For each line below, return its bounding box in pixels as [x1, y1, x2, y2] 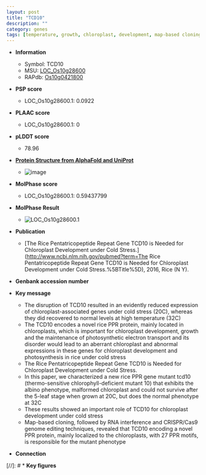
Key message [15, 289, 51, 297]
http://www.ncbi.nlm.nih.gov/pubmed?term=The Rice [26, 253, 161, 260]
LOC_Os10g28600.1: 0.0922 [24, 97, 94, 105]
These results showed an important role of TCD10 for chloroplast [24, 406, 188, 413]
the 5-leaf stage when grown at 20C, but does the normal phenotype [24, 393, 199, 400]
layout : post [6, 9, 40, 15]
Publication [15, 228, 45, 235]
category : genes [6, 26, 48, 32]
